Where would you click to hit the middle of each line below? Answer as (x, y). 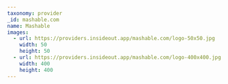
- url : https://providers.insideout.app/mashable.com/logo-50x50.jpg (114, 39)
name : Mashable (29, 26)
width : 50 (33, 45)
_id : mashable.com (33, 20)
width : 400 (35, 64)
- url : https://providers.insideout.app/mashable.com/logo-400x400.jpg (117, 58)
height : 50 (35, 51)
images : (18, 32)
